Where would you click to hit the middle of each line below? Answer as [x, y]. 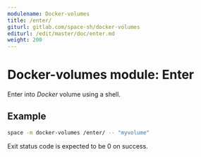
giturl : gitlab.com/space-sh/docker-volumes [74, 27]
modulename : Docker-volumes [49, 14]
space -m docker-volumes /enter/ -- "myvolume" [79, 132]
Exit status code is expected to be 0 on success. [78, 146]
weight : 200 [25, 40]
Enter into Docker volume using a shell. [64, 94]
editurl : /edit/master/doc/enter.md [61, 33]
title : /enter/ [30, 20]
